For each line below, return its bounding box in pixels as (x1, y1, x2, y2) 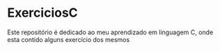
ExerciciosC (7, 5, 78, 21)
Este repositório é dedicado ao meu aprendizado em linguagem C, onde (7, 28, 214, 36)
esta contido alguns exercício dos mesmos (7, 35, 130, 43)
